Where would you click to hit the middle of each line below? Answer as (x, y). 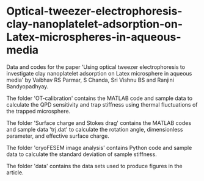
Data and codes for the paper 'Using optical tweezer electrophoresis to (96, 67)
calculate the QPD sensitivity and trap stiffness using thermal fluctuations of (102, 104)
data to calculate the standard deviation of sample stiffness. (82, 154)
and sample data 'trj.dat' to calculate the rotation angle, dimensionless (95, 129)
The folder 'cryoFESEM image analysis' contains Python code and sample (99, 147)
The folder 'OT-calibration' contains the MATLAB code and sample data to (100, 98)
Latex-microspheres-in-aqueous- (94, 37)
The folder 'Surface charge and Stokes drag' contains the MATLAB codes (99, 122)
